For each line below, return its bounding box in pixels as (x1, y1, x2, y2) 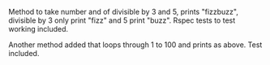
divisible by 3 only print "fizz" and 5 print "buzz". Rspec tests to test (8, 15, 236, 25)
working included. (8, 24, 69, 33)
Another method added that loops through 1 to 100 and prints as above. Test (8, 40, 263, 50)
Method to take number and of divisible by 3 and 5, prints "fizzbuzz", (8, 7, 239, 16)
